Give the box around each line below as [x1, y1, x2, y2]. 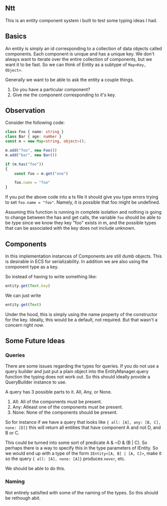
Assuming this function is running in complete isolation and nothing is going [5, 209, 162, 215]
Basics [5, 32, 27, 41]
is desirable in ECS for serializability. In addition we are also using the [5, 259, 148, 264]
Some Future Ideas [5, 337, 65, 345]
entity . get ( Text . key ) [5, 283, 51, 288]
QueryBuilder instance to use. [5, 379, 67, 385]
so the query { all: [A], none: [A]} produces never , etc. [5, 456, 126, 462]
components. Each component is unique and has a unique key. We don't [5, 50, 154, 57]
